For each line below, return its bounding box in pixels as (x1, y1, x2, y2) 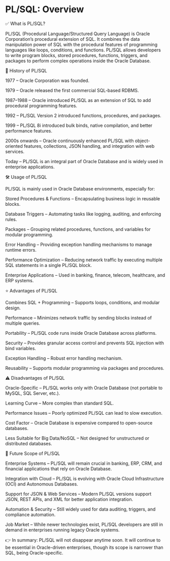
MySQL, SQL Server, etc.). (5, 390, 60, 396)
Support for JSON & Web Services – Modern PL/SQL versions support (5, 491, 152, 497)
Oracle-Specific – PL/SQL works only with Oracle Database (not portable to (5, 385, 163, 391)
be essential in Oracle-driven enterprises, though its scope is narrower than (5, 544, 163, 550)
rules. (5, 216, 17, 222)
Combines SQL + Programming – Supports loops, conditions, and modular (5, 299, 160, 305)
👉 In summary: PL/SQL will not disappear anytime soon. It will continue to (5, 537, 161, 543)
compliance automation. (5, 511, 56, 518)
